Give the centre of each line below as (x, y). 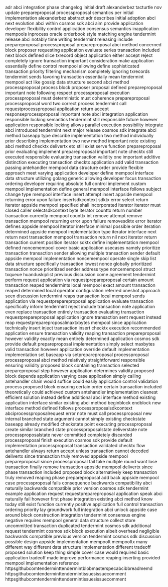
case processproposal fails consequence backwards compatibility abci (78, 483)
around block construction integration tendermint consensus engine (75, 515)
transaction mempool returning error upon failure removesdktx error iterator (83, 221)
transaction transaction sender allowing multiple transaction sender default (83, 253)
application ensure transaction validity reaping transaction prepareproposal (83, 333)
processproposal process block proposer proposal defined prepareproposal (84, 87)
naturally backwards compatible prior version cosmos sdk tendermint (77, 488)
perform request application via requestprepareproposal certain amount (79, 280)
